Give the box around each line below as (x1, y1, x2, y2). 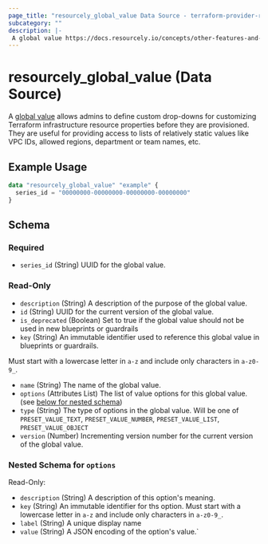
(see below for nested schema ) (19, 396, 123, 407)
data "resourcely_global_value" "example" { (8, 181, 159, 189)
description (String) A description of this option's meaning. (19, 492, 215, 503)
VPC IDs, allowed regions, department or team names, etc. (8, 137, 201, 147)
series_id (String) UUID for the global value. (19, 260, 166, 270)
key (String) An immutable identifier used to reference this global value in (19, 332, 260, 341)
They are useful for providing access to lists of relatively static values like (8, 128, 250, 138)
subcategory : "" (8, 19, 62, 27)
